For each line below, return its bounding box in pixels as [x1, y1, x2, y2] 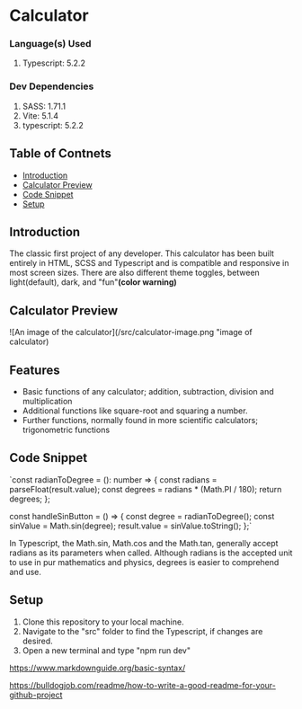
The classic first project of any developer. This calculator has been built [9, 248, 274, 259]
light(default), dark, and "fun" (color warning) [9, 277, 177, 288]
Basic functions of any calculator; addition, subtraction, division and [22, 386, 274, 397]
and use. [9, 566, 42, 577]
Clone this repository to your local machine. [22, 616, 184, 627]
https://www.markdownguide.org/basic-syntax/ [9, 662, 186, 673]
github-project [9, 689, 63, 700]
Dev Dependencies [9, 80, 94, 93]
